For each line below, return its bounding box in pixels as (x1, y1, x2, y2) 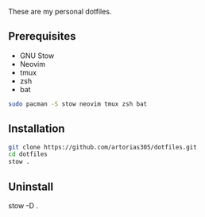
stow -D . (8, 200, 38, 210)
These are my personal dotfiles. (8, 7, 112, 16)
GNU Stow (19, 51, 55, 60)
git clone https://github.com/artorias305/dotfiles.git (8, 143, 197, 151)
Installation (8, 122, 65, 136)
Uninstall (8, 180, 54, 193)
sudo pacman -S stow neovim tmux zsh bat (8, 99, 148, 108)
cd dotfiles (8, 150, 48, 158)
